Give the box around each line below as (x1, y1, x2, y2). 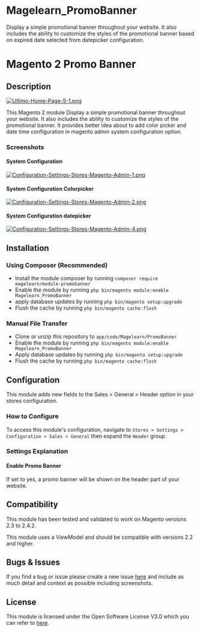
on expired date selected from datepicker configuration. (6, 36, 145, 43)
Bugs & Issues (6, 557, 60, 567)
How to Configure (6, 413, 59, 421)
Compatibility (6, 500, 58, 510)
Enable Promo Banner (6, 462, 62, 470)
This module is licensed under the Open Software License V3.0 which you (6, 613, 189, 620)
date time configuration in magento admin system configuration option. (6, 127, 182, 135)
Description (6, 81, 51, 91)
